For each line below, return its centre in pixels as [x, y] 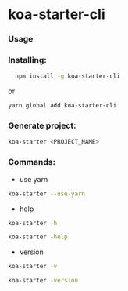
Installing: [27, 60]
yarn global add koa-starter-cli [62, 106]
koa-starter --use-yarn [47, 194]
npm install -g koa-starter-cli [68, 76]
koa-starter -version [43, 281]
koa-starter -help [38, 237]
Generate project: [42, 125]
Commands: [32, 162]
